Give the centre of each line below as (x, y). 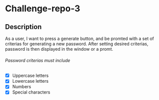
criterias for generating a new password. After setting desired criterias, (77, 44)
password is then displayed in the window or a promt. (59, 49)
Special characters (31, 92)
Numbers (22, 87)
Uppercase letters (30, 76)
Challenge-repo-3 (43, 9)
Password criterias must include (38, 60)
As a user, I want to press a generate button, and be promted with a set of (80, 38)
